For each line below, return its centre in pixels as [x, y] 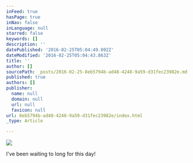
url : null [23, 104]
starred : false [25, 34]
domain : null [27, 99]
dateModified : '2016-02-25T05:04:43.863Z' [59, 55]
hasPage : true [23, 17]
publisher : [19, 88]
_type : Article [25, 121]
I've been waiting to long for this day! [51, 154]
